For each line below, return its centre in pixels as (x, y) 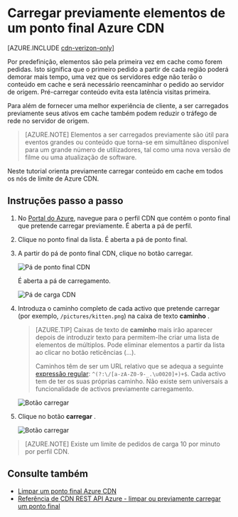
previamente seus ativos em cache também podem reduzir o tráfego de (112, 113)
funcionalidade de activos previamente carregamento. (114, 388)
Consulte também (48, 474)
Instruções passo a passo (65, 201)
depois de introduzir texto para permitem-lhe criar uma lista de (127, 337)
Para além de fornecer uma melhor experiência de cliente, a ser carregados (118, 105)
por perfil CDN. (47, 451)
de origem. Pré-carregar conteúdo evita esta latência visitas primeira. (109, 92)
